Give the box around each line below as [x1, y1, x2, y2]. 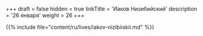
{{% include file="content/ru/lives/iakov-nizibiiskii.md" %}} [6, 24, 155, 31]
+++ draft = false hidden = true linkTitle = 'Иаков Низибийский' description [6, 5, 197, 12]
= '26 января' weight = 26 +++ [6, 12, 85, 19]
